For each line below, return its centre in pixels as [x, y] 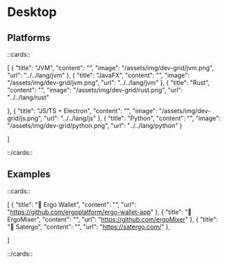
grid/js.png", [25, 118]
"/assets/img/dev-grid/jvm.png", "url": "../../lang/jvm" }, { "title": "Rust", [109, 83]
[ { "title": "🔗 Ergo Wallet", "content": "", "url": [72, 204]
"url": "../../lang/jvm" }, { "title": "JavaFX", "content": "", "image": [98, 75]
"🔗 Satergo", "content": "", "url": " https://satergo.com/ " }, [89, 226]
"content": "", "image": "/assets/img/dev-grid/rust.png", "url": [95, 90]
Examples [29, 174]
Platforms [29, 38]
